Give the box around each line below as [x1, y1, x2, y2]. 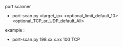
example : [5, 27, 25, 33]
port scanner [5, 4, 31, 9]
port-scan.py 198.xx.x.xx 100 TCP [12, 36, 80, 42]
